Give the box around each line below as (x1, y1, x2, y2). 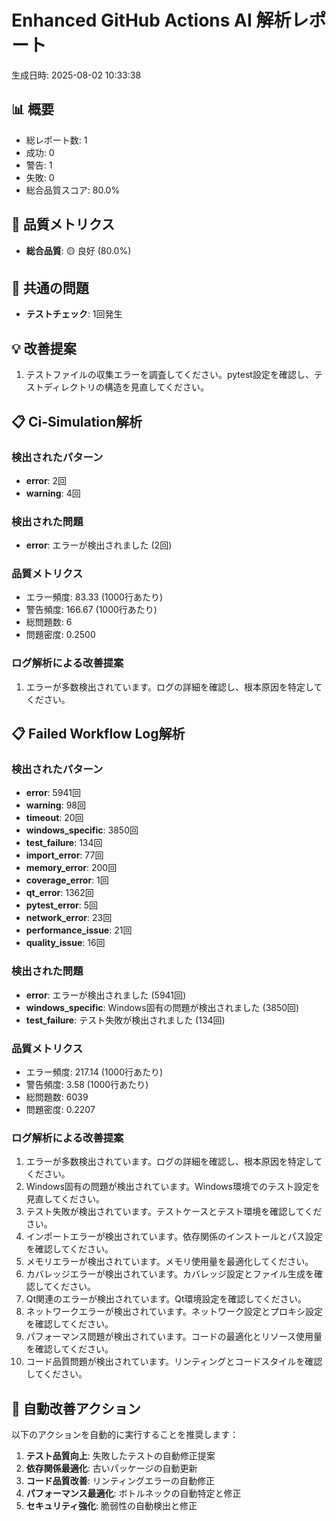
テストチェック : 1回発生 (25, 308, 123, 320)
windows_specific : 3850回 (25, 824, 139, 836)
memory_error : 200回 (25, 862, 118, 874)
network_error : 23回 (25, 912, 113, 924)
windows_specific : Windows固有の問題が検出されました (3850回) (25, 1001, 300, 1013)
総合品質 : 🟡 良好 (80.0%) (25, 244, 132, 256)
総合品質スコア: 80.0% (25, 184, 121, 196)
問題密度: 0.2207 (25, 1104, 96, 1116)
